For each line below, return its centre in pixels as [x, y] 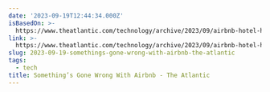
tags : [17, 61]
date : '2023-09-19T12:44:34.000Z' [66, 16]
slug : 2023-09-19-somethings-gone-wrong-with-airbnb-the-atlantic [122, 53]
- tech [27, 68]
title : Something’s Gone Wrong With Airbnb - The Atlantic [109, 75]
